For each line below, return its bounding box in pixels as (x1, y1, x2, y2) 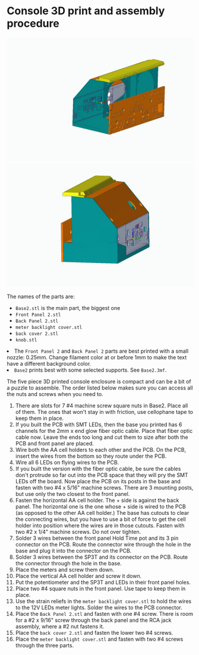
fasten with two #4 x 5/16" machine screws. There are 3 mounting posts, (15, 484, 194, 491)
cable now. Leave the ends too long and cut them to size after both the (15, 433, 189, 441)
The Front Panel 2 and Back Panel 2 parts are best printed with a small (14, 347, 189, 355)
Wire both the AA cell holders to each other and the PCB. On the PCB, (15, 447, 187, 454)
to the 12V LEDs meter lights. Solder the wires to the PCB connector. (15, 604, 183, 611)
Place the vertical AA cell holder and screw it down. (15, 572, 142, 580)
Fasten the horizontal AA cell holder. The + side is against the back (15, 497, 179, 504)
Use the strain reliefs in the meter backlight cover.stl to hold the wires (15, 598, 192, 605)
